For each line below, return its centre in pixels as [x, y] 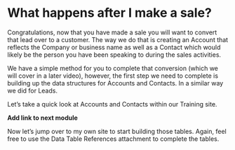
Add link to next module [43, 118]
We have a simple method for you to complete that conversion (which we [113, 68]
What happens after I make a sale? [110, 13]
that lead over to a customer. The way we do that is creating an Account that [118, 39]
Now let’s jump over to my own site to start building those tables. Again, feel [117, 131]
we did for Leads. [33, 90]
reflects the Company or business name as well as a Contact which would [114, 47]
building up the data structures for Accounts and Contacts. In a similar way [115, 83]
